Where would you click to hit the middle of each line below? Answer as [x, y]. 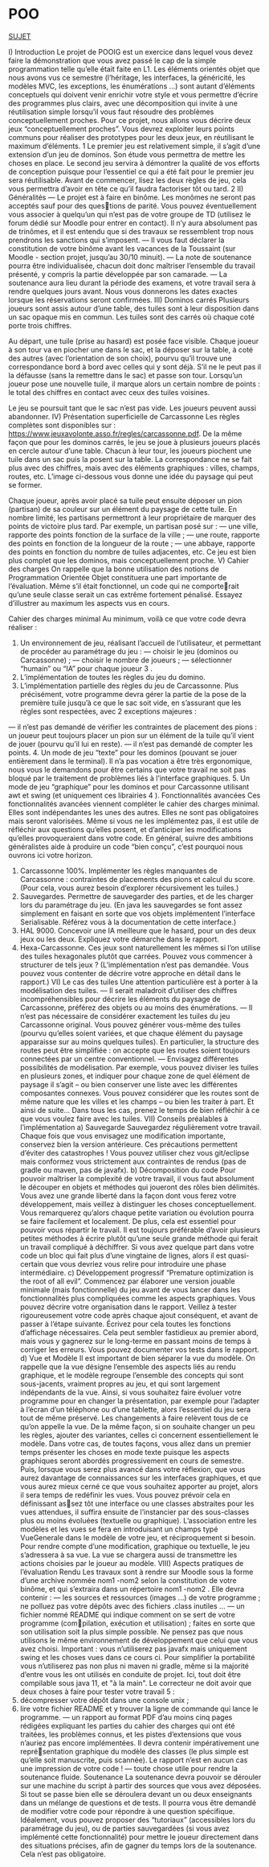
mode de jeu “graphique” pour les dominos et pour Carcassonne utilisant [129, 786]
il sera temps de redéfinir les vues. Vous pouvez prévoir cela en [125, 1494]
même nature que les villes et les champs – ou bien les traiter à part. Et [137, 1101]
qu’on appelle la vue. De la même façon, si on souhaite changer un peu [137, 1426]
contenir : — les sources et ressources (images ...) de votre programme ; [140, 1597]
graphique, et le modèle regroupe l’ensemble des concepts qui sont [132, 1375]
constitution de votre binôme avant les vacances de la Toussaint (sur [122, 248]
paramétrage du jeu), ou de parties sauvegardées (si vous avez [125, 1828]
